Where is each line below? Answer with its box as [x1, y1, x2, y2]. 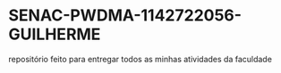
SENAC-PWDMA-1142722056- [8, 5, 243, 26]
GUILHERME [8, 24, 101, 45]
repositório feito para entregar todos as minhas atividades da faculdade [8, 53, 272, 64]
